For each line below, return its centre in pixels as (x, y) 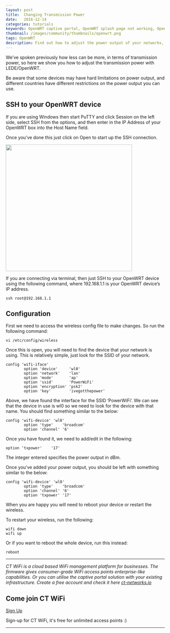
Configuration (28, 314)
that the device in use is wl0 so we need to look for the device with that (80, 406)
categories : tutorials (30, 24)
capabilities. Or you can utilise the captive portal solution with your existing (84, 577)
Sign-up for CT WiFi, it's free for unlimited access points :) (66, 620)
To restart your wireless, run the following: (50, 520)
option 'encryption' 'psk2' (53, 387)
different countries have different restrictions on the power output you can (83, 83)
